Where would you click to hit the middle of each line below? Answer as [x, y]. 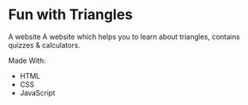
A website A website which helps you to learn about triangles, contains [124, 37]
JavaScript [37, 92]
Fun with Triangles [71, 15]
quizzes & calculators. [45, 45]
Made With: [27, 60]
